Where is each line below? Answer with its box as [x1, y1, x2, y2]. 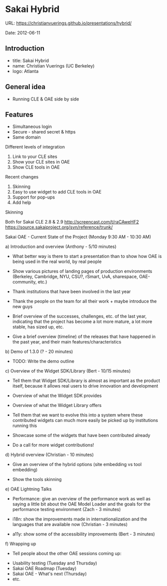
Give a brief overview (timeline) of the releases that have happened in [12, 333, 156, 339]
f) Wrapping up [5, 541, 36, 547]
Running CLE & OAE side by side [12, 96, 79, 102]
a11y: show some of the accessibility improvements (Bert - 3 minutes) [12, 531, 156, 537]
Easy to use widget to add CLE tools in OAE [12, 189, 102, 195]
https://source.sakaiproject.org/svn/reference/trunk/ [5, 224, 113, 230]
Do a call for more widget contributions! [12, 442, 94, 448]
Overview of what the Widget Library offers [12, 402, 102, 408]
